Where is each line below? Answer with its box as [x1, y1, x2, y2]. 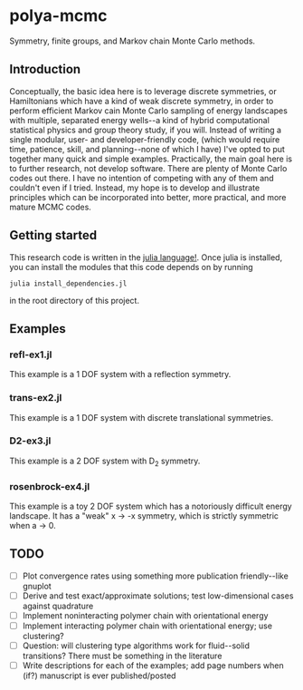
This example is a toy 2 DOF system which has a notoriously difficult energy [9, 500, 292, 511]
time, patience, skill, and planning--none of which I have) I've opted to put [9, 143, 285, 154]
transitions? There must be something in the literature [22, 650, 223, 662]
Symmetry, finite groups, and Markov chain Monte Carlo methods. [9, 35, 256, 46]
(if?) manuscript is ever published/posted [22, 670, 176, 681]
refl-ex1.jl [9, 348, 52, 361]
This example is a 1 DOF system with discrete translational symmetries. [9, 412, 274, 423]
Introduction [9, 62, 81, 77]
